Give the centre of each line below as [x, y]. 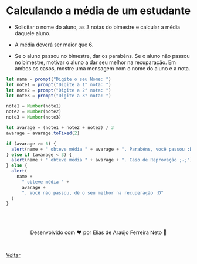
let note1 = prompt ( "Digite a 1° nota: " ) [59, 84]
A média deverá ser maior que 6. [54, 45]
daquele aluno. [33, 33]
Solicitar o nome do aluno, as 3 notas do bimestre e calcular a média [97, 27]
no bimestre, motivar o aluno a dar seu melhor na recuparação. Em [95, 62]
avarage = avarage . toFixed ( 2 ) [43, 133]
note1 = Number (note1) [34, 106]
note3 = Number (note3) [34, 117]
